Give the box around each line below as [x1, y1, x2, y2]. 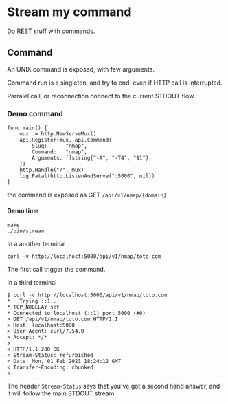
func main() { [7, 124, 48, 131]
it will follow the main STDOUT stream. [7, 389, 117, 397]
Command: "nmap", [32, 149, 88, 155]
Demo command [7, 109, 63, 118]
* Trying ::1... [7, 298, 60, 305]
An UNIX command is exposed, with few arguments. [7, 65, 155, 73]
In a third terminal [7, 279, 57, 287]
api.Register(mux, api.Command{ [19, 137, 112, 144]
